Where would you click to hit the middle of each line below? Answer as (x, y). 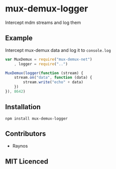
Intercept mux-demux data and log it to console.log (58, 50)
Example (19, 38)
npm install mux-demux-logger (37, 118)
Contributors (26, 134)
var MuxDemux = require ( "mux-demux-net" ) (49, 59)
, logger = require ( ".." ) (41, 64)
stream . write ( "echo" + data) (53, 82)
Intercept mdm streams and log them (43, 22)
